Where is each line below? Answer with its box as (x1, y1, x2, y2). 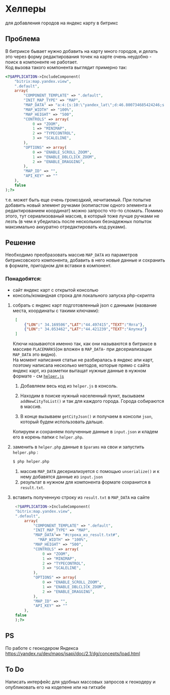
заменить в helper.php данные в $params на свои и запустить (12, 444, 145, 450)
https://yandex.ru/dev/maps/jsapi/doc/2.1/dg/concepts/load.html (5, 650, 141, 656)
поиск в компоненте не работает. (5, 59, 78, 65)
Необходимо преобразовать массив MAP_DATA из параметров (5, 252, 138, 258)
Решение (5, 238, 36, 247)
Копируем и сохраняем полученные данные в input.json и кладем (12, 429, 158, 435)
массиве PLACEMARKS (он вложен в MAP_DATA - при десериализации (12, 346, 152, 352)
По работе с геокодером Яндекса (5, 645, 79, 651)
